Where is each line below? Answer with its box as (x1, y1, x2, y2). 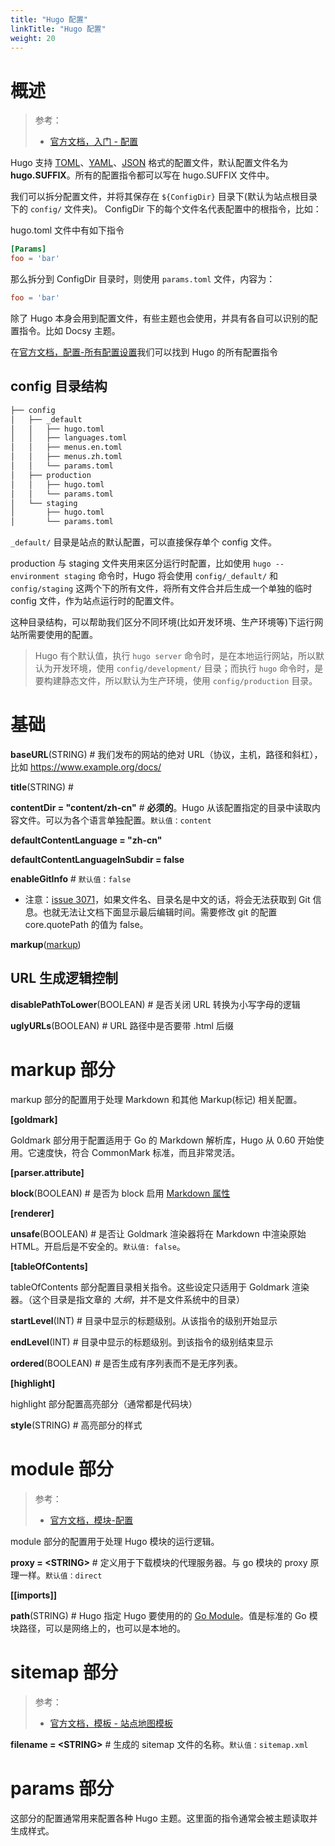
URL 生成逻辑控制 (10, 970, 119, 987)
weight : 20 (10, 33, 56, 43)
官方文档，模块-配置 (49, 1514, 134, 1526)
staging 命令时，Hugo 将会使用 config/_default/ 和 (63, 570, 278, 582)
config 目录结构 (10, 378, 108, 395)
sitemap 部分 (10, 1661, 119, 1683)
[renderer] (10, 1207, 55, 1219)
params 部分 (10, 1777, 115, 1800)
